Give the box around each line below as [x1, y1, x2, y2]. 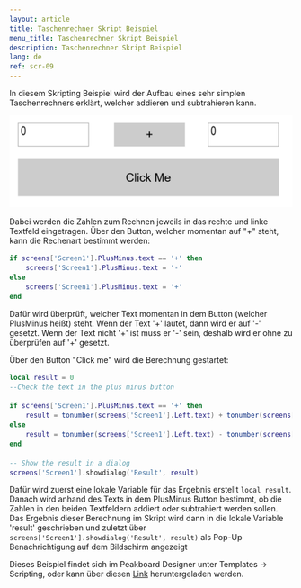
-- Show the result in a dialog [9, 458, 130, 467]
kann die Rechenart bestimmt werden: [9, 235, 151, 247]
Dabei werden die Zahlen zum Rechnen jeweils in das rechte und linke [9, 216, 269, 227]
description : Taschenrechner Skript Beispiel [9, 43, 182, 52]
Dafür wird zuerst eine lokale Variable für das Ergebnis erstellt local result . [9, 484, 292, 495]
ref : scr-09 [9, 62, 54, 71]
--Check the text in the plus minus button [9, 383, 175, 392]
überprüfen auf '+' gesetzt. [9, 337, 110, 348]
